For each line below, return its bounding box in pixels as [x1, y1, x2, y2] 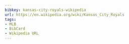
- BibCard [5, 26, 26, 31]
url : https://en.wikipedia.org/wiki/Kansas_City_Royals [5, 12, 124, 17]
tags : [5, 17, 16, 22]
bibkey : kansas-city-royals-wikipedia [5, 7, 86, 13]
